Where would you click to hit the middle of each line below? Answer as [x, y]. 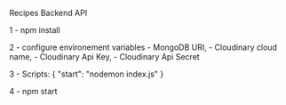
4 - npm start [33, 91]
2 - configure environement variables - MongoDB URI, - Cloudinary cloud [143, 47]
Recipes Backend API [48, 13]
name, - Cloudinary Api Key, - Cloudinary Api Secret [104, 57]
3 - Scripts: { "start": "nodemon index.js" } [87, 74]
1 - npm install [35, 30]
